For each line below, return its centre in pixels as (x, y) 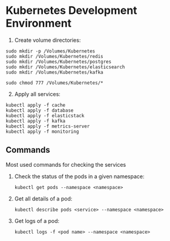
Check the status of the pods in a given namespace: (79, 176)
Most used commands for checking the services (66, 164)
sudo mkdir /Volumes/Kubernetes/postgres (59, 62)
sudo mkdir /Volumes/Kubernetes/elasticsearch (65, 67)
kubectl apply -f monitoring (42, 131)
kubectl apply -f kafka (36, 121)
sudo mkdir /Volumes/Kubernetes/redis (54, 56)
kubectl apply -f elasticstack (45, 115)
